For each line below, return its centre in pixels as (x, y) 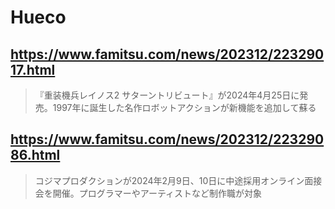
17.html (33, 69)
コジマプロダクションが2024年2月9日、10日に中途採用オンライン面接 (178, 180)
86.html (35, 155)
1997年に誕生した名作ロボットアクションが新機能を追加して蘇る (184, 107)
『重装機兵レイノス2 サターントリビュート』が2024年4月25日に (167, 95)
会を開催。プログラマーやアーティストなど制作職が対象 (148, 193)
